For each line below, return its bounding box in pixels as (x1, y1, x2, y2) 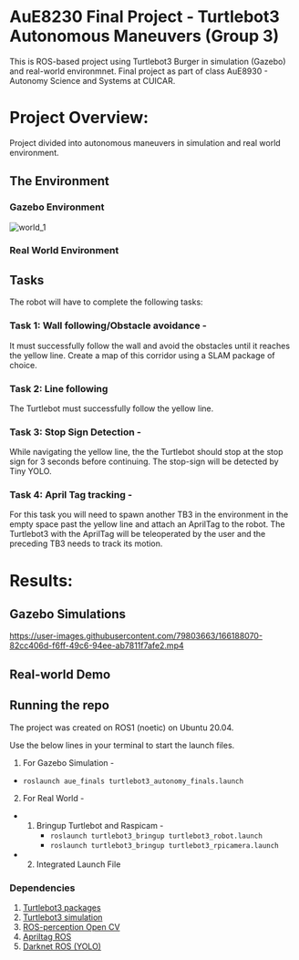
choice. (9, 359, 38, 370)
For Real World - (22, 792, 85, 803)
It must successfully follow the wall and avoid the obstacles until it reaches (9, 340, 290, 351)
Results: (9, 570, 73, 591)
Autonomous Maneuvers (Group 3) (9, 26, 280, 46)
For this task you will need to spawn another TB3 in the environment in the (9, 509, 289, 521)
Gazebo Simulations (9, 606, 126, 622)
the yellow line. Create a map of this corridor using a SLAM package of (9, 349, 275, 361)
